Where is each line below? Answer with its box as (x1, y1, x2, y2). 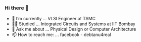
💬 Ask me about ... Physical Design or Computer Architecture (11, 26, 137, 32)
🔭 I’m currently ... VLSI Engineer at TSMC (11, 16, 96, 22)
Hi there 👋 (4, 4, 29, 11)
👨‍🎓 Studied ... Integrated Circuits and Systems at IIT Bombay (11, 21, 136, 27)
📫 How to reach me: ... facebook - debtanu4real (11, 32, 111, 38)
